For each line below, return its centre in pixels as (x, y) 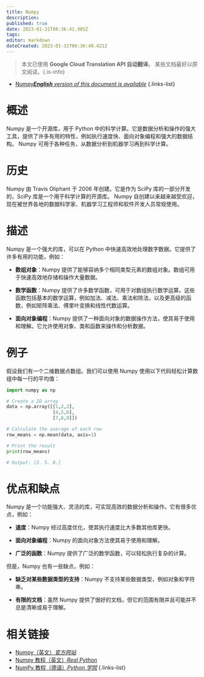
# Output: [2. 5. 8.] (34, 462)
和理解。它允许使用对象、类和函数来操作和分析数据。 (82, 326)
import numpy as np (31, 390)
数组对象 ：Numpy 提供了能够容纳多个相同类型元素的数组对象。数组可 (102, 270)
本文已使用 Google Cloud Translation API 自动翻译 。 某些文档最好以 (107, 64)
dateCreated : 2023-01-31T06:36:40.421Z (57, 46)
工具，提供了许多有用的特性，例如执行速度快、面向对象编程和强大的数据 (97, 136)
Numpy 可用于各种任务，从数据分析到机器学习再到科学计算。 (95, 143)
